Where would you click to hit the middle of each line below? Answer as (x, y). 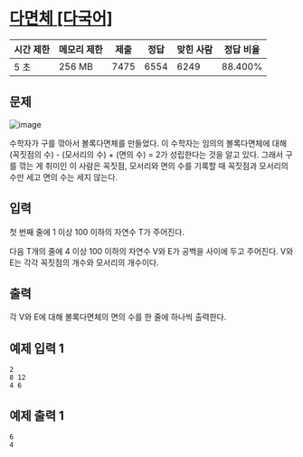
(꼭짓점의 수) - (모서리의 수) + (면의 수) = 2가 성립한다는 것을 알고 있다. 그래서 (146, 154)
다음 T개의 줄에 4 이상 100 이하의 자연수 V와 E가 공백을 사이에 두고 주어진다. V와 (151, 251)
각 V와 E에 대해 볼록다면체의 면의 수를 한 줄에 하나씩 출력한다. (118, 317)
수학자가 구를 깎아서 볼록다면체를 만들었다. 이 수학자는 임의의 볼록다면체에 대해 (148, 143)
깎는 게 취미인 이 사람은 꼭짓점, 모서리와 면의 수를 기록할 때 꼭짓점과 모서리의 (154, 166)
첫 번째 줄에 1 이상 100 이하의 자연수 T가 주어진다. (97, 232)
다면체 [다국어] (61, 19)
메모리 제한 (81, 49)
